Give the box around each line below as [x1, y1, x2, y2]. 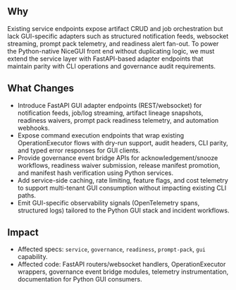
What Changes [7, 83, 75, 95]
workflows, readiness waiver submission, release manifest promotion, [17, 161, 221, 169]
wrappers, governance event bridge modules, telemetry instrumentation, [17, 267, 229, 276]
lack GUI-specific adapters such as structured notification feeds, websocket [7, 32, 229, 40]
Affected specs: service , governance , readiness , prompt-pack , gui [17, 245, 206, 253]
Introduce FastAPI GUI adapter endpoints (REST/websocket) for [17, 101, 202, 109]
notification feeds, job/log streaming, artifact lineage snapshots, [17, 109, 204, 117]
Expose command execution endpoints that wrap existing [17, 131, 185, 140]
